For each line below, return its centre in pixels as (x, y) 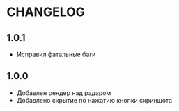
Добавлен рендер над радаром (64, 93)
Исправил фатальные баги (56, 54)
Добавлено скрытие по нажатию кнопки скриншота (94, 100)
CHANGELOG (46, 12)
